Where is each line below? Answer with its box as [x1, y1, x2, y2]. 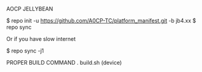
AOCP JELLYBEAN [6, 5, 54, 12]
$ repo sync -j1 [6, 47, 45, 54]
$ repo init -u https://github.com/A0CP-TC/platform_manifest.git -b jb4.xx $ [6, 17, 197, 24]
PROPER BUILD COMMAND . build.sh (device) [6, 59, 122, 66]
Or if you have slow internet [6, 35, 76, 42]
